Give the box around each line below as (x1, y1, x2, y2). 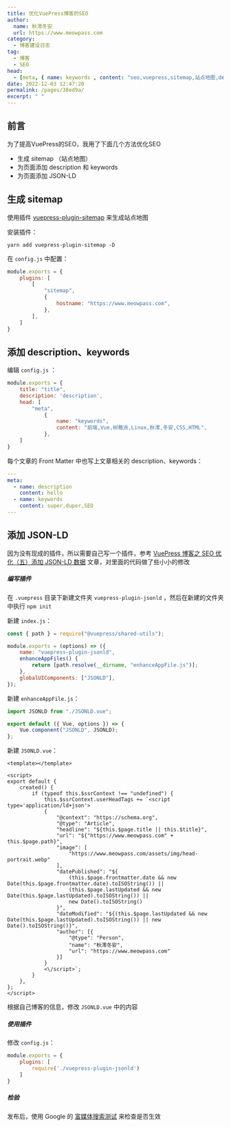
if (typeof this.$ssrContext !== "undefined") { (32, 790, 174, 797)
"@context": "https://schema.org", (56, 814, 158, 821)
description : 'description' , (19, 392, 103, 399)
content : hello (19, 489, 63, 497)
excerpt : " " (7, 93, 45, 100)
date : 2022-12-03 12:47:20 (7, 80, 85, 87)
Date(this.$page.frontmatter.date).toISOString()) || (7, 880, 165, 887)
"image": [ (56, 845, 88, 851)
